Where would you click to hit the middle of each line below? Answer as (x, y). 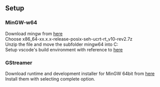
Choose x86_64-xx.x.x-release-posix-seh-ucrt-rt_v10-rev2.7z (69, 39)
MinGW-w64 (21, 23)
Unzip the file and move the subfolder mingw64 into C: (62, 44)
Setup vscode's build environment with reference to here (64, 49)
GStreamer (19, 62)
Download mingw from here (34, 33)
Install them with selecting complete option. (50, 79)
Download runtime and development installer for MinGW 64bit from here (80, 73)
